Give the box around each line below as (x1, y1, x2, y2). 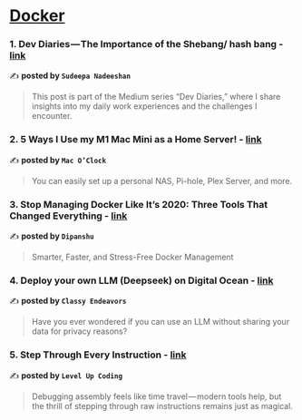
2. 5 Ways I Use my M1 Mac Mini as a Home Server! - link (9, 133, 262, 146)
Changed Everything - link (9, 210, 128, 222)
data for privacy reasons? (31, 326, 128, 337)
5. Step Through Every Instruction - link (9, 348, 187, 361)
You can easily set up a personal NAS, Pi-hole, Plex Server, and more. (31, 175, 293, 186)
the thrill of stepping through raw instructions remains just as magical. (31, 400, 293, 411)
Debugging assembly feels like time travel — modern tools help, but (31, 391, 282, 402)
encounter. (31, 111, 73, 122)
